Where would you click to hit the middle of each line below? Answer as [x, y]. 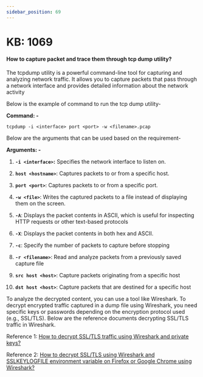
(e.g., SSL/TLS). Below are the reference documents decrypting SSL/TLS [98, 318]
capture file [29, 264]
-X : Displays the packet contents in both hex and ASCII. [84, 233]
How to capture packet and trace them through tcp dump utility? [89, 59]
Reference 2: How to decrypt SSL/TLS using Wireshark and [81, 355]
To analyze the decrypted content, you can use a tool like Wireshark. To [96, 299]
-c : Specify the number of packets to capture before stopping [92, 245]
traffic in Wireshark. [31, 325]
